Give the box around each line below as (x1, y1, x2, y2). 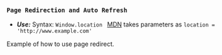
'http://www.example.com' (16, 28, 92, 35)
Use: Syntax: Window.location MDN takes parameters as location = (16, 20, 216, 29)
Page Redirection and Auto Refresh (6, 6, 128, 14)
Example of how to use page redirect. (6, 40, 114, 48)
